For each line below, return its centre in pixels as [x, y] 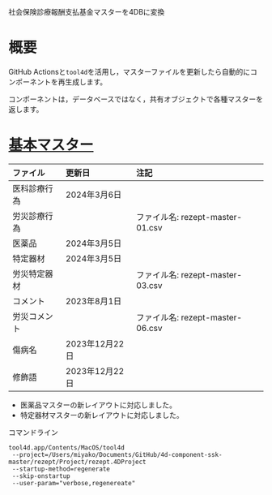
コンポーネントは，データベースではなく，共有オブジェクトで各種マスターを [136, 99]
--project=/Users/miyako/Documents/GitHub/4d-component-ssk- [117, 454]
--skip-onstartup [41, 476]
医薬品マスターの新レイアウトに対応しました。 [98, 405]
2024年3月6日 [94, 195]
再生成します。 [83, 82]
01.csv [150, 227]
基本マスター [51, 145]
